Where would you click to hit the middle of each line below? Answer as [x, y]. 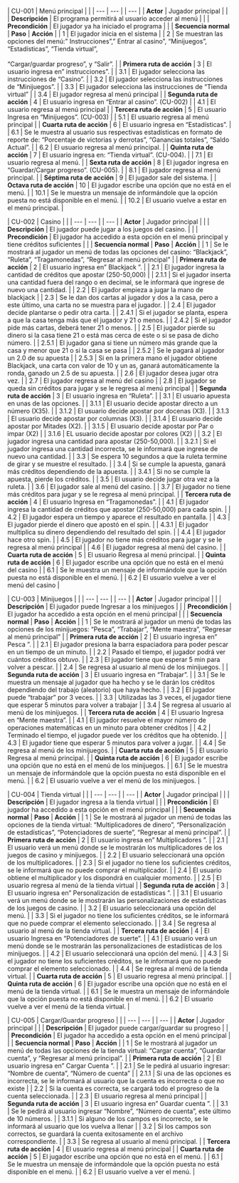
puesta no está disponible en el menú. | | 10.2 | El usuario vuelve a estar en [117, 200]
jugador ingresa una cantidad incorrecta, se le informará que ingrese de [113, 449]
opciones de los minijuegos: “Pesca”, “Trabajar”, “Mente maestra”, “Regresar [119, 629]
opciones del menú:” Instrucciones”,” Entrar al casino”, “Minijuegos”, [107, 41]
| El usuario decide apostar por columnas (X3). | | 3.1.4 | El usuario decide [115, 418]
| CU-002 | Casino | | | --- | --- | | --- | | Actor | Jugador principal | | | [108, 222]
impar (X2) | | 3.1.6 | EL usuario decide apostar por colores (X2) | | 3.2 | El [115, 434]
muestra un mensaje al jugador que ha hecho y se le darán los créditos [111, 682]
